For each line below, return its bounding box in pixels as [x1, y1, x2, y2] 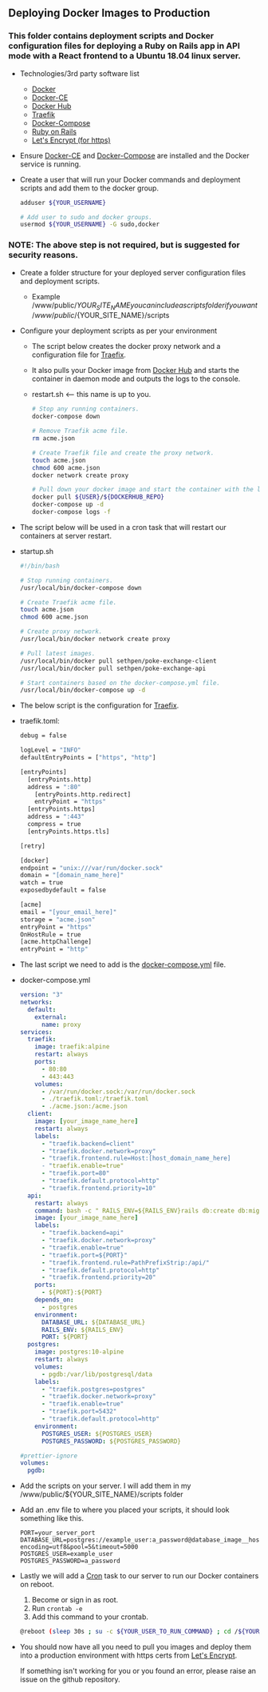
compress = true [27, 820, 81, 828]
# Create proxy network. [19, 627, 103, 636]
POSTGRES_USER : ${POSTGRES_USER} [41, 1429, 153, 1437]
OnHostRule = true [19, 930, 81, 939]
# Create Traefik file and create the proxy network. [31, 448, 215, 457]
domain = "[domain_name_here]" [19, 872, 124, 880]
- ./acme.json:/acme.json [41, 1102, 128, 1111]
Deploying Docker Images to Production [8, 6, 211, 20]
